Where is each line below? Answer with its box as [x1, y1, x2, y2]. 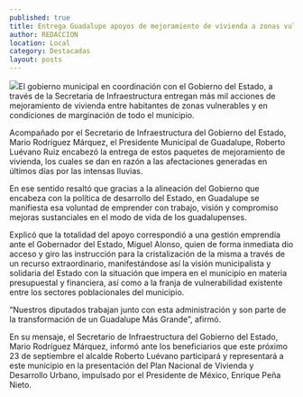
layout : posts [9, 55, 63, 64]
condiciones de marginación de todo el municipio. [9, 110, 195, 120]
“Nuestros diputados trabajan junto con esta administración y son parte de [9, 304, 287, 315]
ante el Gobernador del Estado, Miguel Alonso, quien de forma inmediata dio [9, 239, 294, 249]
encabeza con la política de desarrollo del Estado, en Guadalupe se [9, 193, 260, 203]
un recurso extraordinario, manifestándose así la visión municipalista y [9, 258, 271, 269]
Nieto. [9, 380, 32, 390]
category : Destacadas [9, 47, 91, 56]
